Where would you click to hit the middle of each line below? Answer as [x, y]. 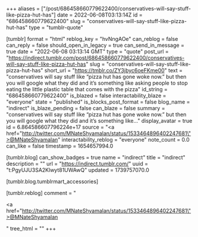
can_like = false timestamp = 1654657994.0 [60, 146]
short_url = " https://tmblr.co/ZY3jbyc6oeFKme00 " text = [114, 70]
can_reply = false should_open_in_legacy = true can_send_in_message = [95, 45]
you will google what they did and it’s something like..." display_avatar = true [99, 121]
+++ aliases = [23, 9]
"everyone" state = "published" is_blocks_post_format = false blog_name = [98, 102]
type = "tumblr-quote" [56, 27]
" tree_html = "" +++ [31, 228]
